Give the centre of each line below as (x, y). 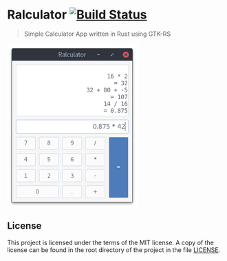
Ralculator (37, 15)
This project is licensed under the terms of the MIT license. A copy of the (111, 242)
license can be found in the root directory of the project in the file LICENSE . (114, 250)
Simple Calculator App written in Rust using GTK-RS (97, 34)
